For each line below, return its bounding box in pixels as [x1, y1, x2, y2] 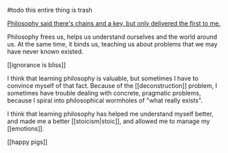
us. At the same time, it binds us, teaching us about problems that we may [7, 40, 218, 48]
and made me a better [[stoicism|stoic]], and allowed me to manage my [7, 117, 211, 125]
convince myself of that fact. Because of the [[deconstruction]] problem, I [7, 82, 218, 89]
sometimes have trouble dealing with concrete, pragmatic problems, [7, 89, 202, 97]
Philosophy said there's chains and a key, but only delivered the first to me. [7, 19, 221, 27]
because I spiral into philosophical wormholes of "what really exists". [7, 96, 203, 105]
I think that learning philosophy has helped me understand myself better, [7, 110, 214, 118]
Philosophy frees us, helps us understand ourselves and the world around [7, 33, 218, 41]
